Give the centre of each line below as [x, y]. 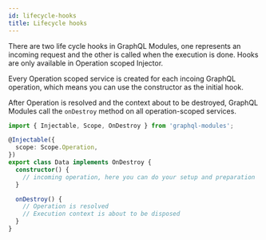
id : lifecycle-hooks [43, 16]
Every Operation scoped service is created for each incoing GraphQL [122, 78]
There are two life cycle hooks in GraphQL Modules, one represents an [125, 46]
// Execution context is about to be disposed [101, 214]
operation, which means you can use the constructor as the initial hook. [126, 87]
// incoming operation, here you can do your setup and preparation [139, 177]
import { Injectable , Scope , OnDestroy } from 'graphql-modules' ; [121, 126]
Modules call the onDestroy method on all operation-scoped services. [123, 111]
